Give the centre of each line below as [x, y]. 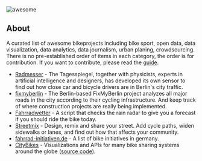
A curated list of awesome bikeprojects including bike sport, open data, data [101, 43]
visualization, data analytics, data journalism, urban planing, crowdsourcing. [100, 49]
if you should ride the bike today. [55, 119]
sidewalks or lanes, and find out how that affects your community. [97, 132]
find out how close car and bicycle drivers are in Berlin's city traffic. [99, 87]
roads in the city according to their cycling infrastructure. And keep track [105, 100]
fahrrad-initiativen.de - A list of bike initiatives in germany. [87, 138]
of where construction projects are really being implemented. [91, 106]
